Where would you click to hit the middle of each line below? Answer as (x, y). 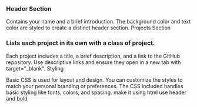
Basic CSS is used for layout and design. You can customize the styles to (94, 80)
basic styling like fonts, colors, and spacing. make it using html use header (96, 92)
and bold (17, 98)
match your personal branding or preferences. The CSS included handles (95, 86)
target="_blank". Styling (35, 68)
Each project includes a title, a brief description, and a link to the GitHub (93, 56)
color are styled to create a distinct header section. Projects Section (89, 28)
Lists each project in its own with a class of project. (81, 43)
